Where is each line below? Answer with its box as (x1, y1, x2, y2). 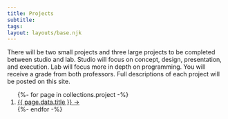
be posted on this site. (7, 77, 70, 86)
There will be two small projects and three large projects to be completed (7, 48, 216, 56)
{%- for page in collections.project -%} (17, 91, 129, 99)
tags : (7, 23, 23, 30)
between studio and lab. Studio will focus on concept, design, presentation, (7, 56, 222, 64)
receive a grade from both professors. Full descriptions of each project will (7, 70, 220, 78)
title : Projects (7, 10, 54, 17)
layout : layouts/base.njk (7, 29, 82, 36)
